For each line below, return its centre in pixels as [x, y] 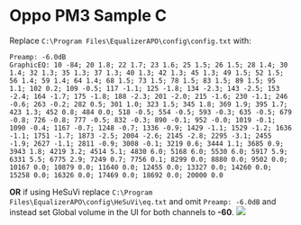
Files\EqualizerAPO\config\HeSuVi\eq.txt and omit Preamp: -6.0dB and [143, 201]
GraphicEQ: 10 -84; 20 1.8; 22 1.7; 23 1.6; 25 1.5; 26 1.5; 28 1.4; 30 [149, 65]
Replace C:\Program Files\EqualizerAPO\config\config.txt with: [131, 40]
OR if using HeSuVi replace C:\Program [81, 192]
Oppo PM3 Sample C [88, 16]
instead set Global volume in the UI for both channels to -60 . [122, 211]
